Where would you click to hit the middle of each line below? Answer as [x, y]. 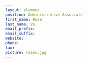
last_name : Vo [20, 24]
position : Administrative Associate [44, 15]
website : [14, 39]
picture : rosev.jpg [26, 52]
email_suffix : [20, 34]
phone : [12, 43]
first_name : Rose [24, 19]
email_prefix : [20, 29]
